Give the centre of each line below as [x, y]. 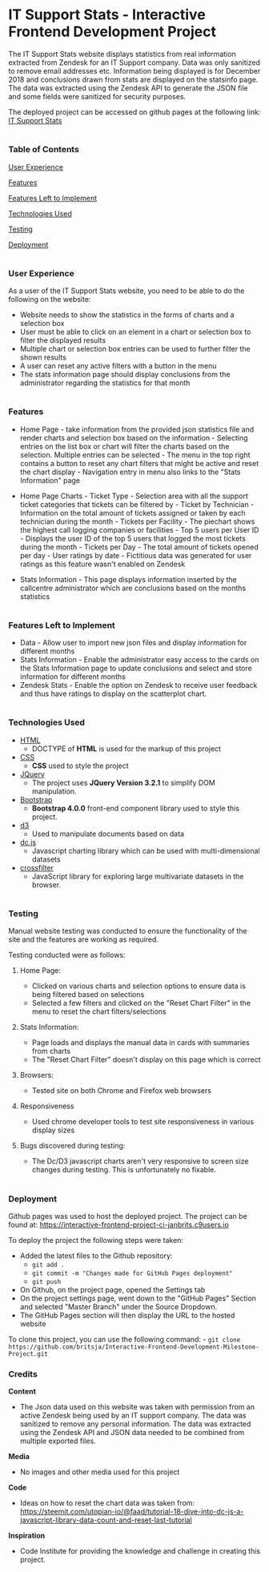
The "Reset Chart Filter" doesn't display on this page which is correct [146, 1059]
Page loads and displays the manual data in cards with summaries [141, 1043]
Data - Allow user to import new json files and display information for [133, 643]
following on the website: [50, 300]
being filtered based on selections [88, 995]
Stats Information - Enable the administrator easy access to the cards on [139, 660]
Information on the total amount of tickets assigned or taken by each [132, 513]
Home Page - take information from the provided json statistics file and [137, 429]
